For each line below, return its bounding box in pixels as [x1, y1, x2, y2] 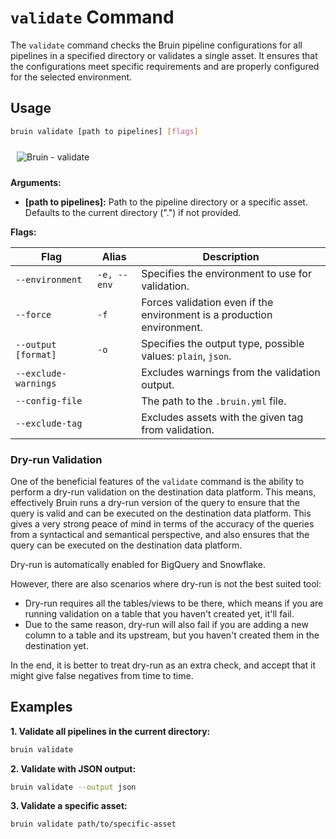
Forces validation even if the [141, 295, 274, 309]
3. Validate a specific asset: [10, 800, 128, 812]
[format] [15, 349, 57, 360]
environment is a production [141, 307, 273, 321]
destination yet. [24, 639, 89, 651]
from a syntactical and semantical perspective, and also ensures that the [10, 528, 310, 540]
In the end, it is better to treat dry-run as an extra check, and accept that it [10, 659, 317, 671]
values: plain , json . [141, 349, 232, 363]
